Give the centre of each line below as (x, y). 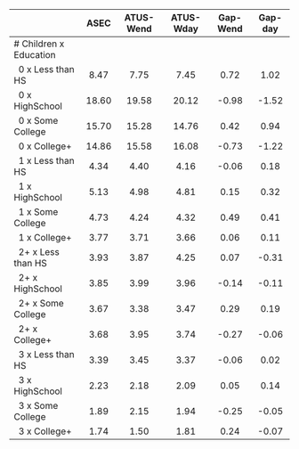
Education (35, 55)
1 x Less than (46, 161)
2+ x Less (39, 252)
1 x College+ (45, 237)
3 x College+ (45, 431)
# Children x (39, 44)
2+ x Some (41, 303)
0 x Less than (46, 69)
